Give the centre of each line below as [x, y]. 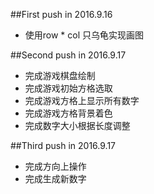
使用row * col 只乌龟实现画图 [84, 35]
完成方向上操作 [55, 166]
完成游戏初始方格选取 [68, 88]
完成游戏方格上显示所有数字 [82, 100]
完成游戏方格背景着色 [68, 113]
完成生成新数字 [55, 178]
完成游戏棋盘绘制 [60, 75]
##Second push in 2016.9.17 [68, 55]
